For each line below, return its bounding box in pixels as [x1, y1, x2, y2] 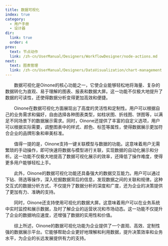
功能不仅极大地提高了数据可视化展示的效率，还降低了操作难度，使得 [22, 153, 163, 159]
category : [5, 16, 26, 21]
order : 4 [9, 40, 28, 45]
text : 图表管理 [9, 63, 38, 68]
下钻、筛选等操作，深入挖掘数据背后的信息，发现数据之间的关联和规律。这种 [5, 176, 163, 182]
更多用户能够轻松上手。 [5, 159, 53, 165]
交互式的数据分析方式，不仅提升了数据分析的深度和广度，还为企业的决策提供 [5, 183, 163, 188]
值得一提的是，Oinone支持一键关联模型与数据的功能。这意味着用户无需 [14, 141, 160, 146]
